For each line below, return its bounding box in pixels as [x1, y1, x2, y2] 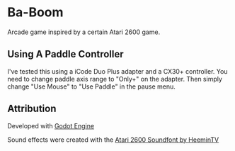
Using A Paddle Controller [7, 48, 124, 60]
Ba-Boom [7, 4, 64, 21]
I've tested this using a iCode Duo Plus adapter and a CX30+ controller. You [7, 67, 228, 75]
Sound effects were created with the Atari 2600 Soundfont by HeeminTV [7, 135, 219, 144]
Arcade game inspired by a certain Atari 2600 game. [7, 28, 161, 36]
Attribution [7, 103, 57, 115]
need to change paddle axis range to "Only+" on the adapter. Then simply [7, 74, 223, 83]
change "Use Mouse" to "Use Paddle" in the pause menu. [7, 82, 176, 91]
